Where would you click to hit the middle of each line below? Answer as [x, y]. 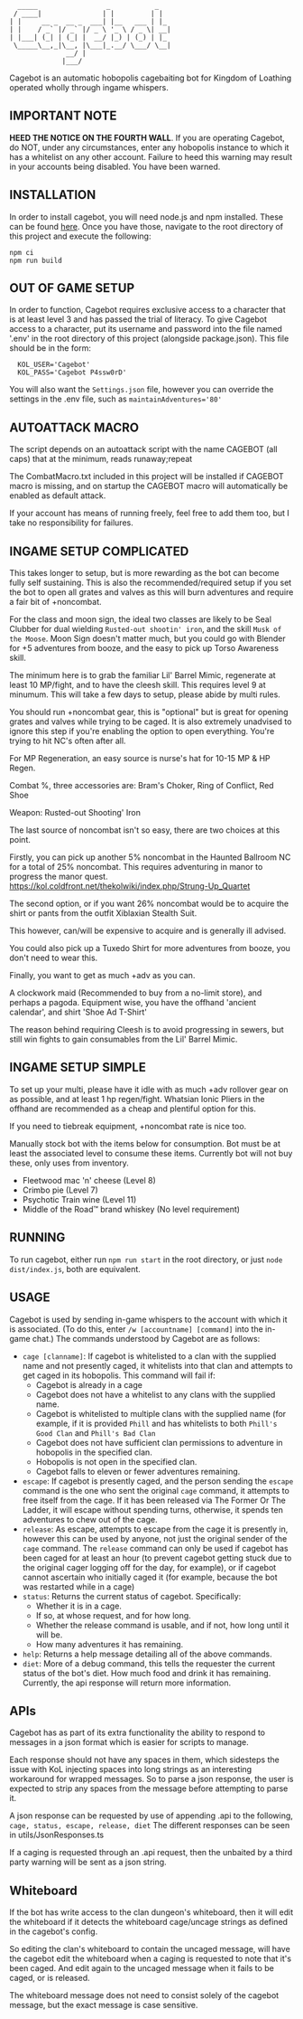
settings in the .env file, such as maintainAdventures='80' [116, 399]
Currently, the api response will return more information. [127, 1683]
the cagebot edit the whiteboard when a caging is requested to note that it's [150, 1958]
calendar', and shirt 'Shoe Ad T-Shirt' [78, 1012]
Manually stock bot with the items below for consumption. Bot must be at [145, 1143]
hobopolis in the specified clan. [94, 1452]
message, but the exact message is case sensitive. [104, 2005]
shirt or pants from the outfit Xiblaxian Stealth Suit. [103, 913]
